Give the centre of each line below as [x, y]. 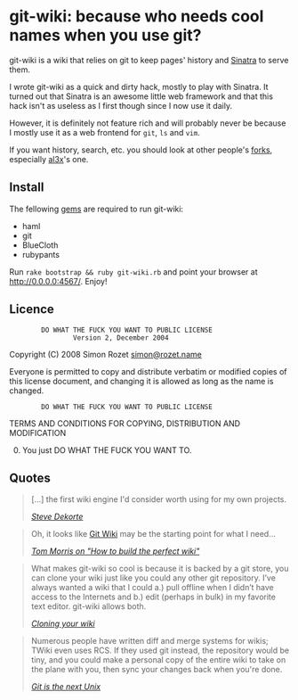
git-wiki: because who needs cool [137, 16]
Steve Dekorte [57, 517]
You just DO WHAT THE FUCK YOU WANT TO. [107, 450]
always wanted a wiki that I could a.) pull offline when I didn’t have [152, 588]
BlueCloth [40, 245]
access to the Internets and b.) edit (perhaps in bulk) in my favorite [153, 597]
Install [27, 188]
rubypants [41, 254]
